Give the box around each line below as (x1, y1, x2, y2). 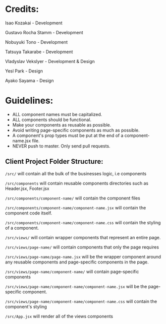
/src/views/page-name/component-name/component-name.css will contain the (5, 298, 157, 304)
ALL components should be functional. (12, 117, 92, 123)
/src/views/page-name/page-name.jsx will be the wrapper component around (5, 254, 161, 259)
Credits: (5, 3, 39, 15)
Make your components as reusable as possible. (12, 122, 111, 128)
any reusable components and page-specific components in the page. (5, 259, 149, 265)
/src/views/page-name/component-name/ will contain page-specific (5, 268, 139, 274)
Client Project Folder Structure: (5, 157, 104, 166)
